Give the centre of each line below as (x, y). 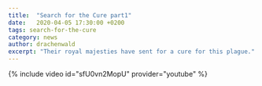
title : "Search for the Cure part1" (70, 15)
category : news (33, 37)
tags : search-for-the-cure (52, 30)
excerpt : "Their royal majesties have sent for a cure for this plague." (132, 52)
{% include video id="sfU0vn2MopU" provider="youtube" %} (108, 74)
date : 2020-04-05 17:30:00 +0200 (66, 23)
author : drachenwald (42, 45)
